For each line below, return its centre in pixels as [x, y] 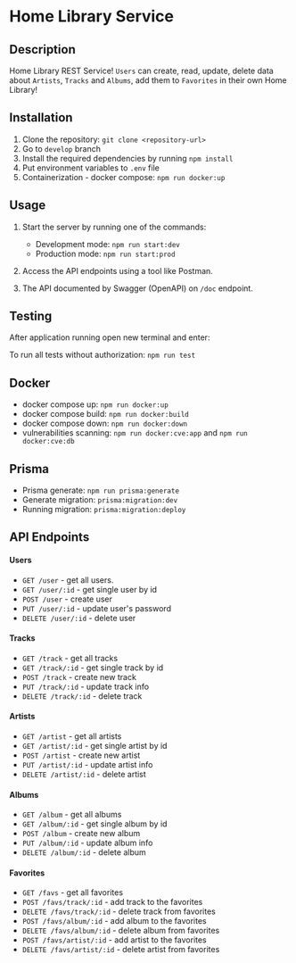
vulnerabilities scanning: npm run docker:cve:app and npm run [135, 433]
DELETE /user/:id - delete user [79, 618]
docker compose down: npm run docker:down [105, 423]
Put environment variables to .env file [91, 168]
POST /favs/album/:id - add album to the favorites [114, 921]
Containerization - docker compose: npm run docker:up [123, 177]
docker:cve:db [48, 442]
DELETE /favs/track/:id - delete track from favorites [119, 911]
